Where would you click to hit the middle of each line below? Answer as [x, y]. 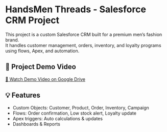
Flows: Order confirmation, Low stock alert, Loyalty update [75, 113]
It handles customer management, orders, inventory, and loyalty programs [83, 45]
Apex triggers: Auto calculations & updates [58, 118]
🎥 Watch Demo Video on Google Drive [45, 79]
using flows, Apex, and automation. [42, 51]
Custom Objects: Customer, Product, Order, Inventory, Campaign [81, 107]
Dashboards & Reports [36, 124]
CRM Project [32, 20]
